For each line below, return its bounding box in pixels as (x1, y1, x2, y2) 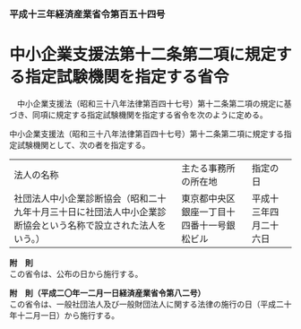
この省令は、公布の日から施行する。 (9, 268, 143, 279)
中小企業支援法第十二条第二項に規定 (9, 45, 277, 65)
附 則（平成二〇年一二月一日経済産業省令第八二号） (9, 287, 206, 298)
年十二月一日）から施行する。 (9, 309, 119, 320)
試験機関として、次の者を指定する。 (16, 139, 150, 150)
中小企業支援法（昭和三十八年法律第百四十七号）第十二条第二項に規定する (9, 128, 284, 139)
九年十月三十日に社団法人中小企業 (13, 205, 159, 218)
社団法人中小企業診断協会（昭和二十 (13, 192, 168, 204)
